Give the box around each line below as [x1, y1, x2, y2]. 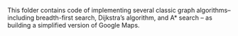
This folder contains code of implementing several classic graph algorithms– [7, 6, 231, 14]
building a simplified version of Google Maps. [7, 21, 140, 29]
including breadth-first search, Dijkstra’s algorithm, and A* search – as [7, 13, 213, 22]
